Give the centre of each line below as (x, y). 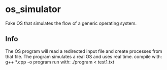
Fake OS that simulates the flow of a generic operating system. (71, 23)
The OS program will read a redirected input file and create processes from (84, 51)
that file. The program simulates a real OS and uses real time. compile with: (84, 56)
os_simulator (33, 9)
